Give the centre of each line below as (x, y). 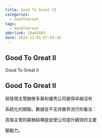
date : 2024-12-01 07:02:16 (33, 38)
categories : (17, 14)
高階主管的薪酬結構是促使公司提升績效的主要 (51, 119)
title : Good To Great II (31, 10)
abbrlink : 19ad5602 (25, 33)
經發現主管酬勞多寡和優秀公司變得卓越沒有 (49, 98)
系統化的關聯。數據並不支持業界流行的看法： (51, 109)
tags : (11, 24)
